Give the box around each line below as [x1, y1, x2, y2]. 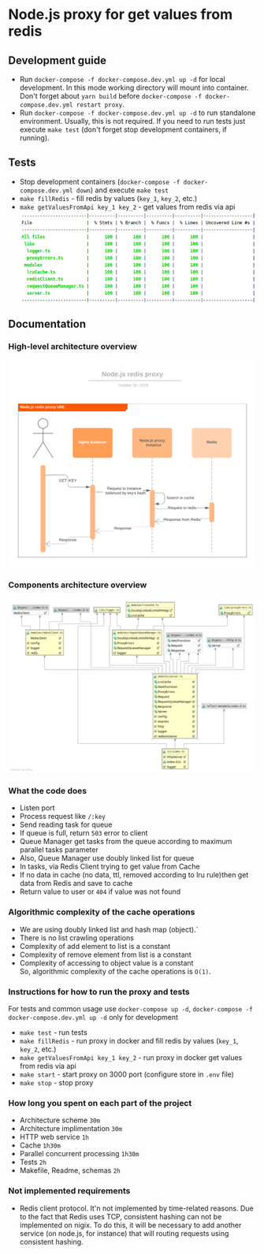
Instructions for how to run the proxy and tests [8, 986, 191, 997]
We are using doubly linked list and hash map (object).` [19, 925, 199, 934]
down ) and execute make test [76, 185, 169, 195]
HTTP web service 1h [19, 1133, 89, 1142]
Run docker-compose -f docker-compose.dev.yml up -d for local [19, 75, 226, 84]
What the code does [8, 786, 87, 797]
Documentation [8, 318, 87, 331]
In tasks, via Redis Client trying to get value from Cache [19, 861, 200, 872]
